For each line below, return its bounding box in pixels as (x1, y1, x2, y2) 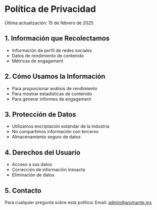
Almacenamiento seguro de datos (11, 134, 81, 140)
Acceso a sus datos (11, 161, 52, 167)
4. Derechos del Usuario (4, 148, 81, 157)
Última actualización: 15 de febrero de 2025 (4, 20, 94, 26)
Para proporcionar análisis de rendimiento (11, 85, 98, 91)
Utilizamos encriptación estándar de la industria (11, 123, 109, 129)
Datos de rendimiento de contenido (11, 52, 84, 58)
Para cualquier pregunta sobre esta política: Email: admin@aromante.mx (4, 200, 152, 205)
